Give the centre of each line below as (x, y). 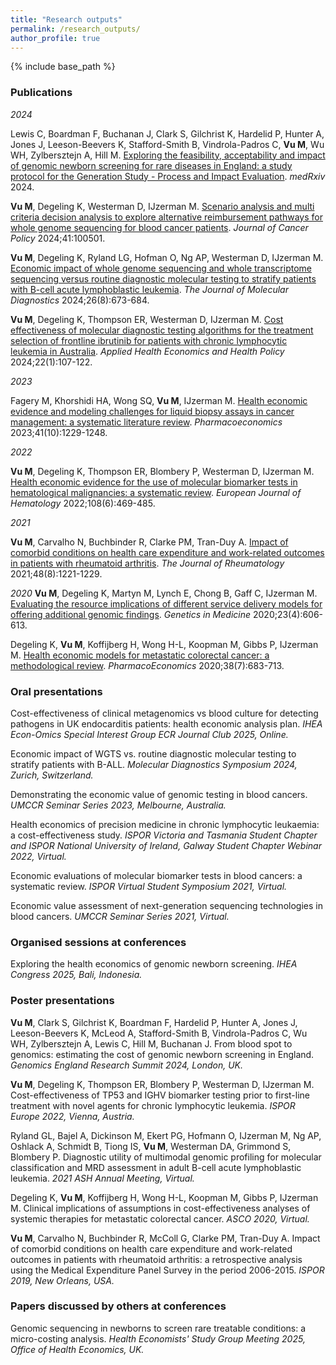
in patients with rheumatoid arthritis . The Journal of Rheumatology (147, 563)
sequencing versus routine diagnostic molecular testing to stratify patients (163, 278)
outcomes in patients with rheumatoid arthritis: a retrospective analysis (156, 1259)
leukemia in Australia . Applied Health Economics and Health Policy (147, 351)
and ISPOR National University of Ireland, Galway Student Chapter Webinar (166, 845)
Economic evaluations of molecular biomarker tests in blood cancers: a (156, 875)
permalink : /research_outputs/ (75, 29)
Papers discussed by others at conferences (118, 1306)
